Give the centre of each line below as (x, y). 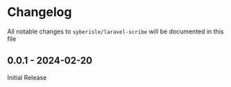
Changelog (40, 12)
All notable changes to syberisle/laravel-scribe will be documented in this (115, 31)
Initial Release (27, 77)
